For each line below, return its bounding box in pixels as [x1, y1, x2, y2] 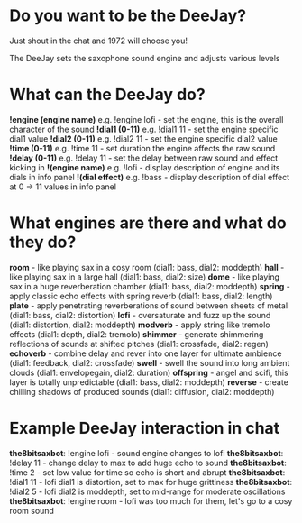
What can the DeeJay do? [9, 85, 206, 105]
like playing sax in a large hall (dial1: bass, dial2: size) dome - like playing [9, 271, 280, 282]
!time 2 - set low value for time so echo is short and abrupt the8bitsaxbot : [9, 466, 286, 478]
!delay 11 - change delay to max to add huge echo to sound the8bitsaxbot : [9, 457, 287, 468]
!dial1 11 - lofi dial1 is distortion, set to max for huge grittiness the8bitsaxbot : [9, 476, 293, 487]
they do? [9, 232, 77, 252]
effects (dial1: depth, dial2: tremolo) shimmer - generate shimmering [9, 328, 264, 339]
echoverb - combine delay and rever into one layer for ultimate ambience [9, 348, 282, 359]
